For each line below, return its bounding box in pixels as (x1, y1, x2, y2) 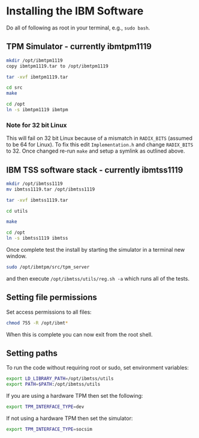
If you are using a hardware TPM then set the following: (6, 392, 143, 400)
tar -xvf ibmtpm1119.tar (6, 74, 68, 80)
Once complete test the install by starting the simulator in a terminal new (6, 246, 185, 254)
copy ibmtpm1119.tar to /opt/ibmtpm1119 (6, 63, 109, 69)
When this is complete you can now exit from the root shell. (6, 330, 153, 338)
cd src (6, 85, 23, 91)
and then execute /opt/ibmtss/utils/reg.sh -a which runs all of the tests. (6, 275, 190, 282)
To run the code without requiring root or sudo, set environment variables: (6, 364, 189, 371)
